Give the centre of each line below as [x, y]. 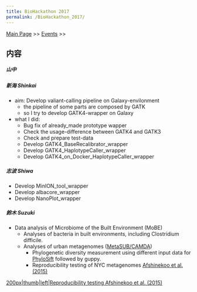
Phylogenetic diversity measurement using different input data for [111, 253]
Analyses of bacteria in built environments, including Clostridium [101, 234]
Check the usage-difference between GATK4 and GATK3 [92, 132]
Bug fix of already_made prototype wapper [75, 125]
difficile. [33, 240]
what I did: [27, 119]
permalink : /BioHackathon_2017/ [45, 17]
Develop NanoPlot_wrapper [47, 198]
